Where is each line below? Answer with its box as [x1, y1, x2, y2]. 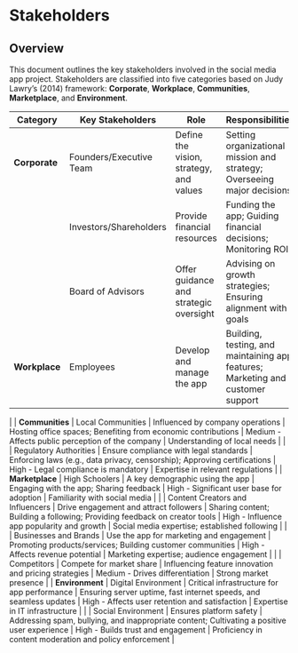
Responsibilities [225, 114, 295, 125]
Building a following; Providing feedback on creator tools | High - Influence [9, 512, 282, 522]
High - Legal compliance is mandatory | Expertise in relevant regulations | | [9, 464, 283, 474]
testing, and [225, 338, 275, 351]
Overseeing [225, 173, 275, 185]
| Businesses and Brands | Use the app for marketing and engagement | [9, 530, 271, 540]
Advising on [225, 258, 276, 269]
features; [225, 361, 263, 373]
